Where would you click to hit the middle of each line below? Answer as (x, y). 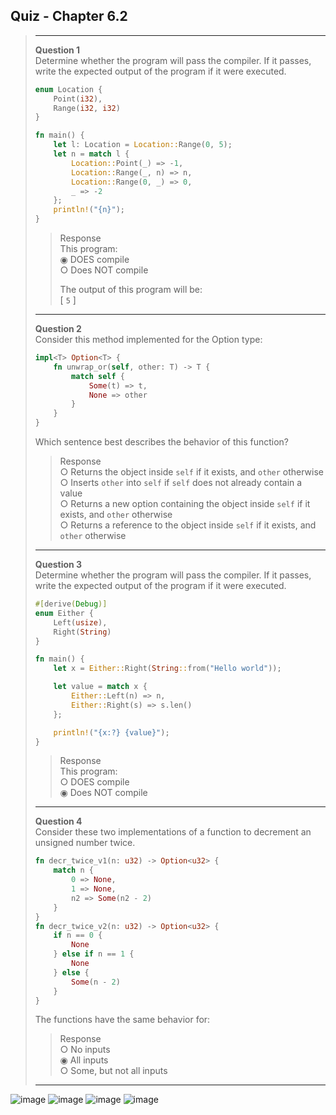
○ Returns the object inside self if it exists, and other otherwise (192, 472)
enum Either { (64, 613)
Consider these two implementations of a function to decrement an (173, 832)
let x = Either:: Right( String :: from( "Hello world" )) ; (167, 669)
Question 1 (57, 50)
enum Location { (68, 89)
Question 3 (58, 565)
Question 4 (58, 821)
